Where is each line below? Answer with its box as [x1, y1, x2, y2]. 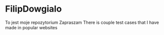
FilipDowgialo [5, 3, 62, 15]
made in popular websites [5, 24, 58, 30]
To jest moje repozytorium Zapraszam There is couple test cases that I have [5, 19, 159, 25]
